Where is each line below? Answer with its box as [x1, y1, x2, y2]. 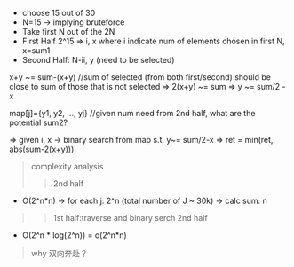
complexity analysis [30, 161, 104, 171]
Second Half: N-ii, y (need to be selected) [21, 55, 175, 65]
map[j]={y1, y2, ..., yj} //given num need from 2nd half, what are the [9, 108, 256, 118]
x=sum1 [21, 45, 51, 56]
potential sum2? [9, 117, 68, 128]
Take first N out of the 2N [21, 27, 115, 36]
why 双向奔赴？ [30, 248, 89, 258]
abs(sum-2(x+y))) [9, 144, 75, 154]
